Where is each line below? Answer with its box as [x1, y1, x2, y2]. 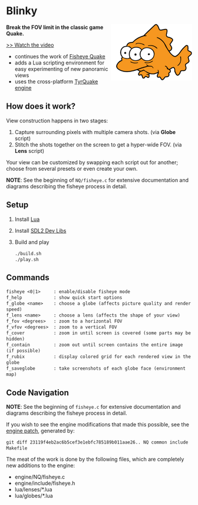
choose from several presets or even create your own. [6, 165, 138, 172]
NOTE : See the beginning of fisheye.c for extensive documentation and [6, 403, 181, 410]
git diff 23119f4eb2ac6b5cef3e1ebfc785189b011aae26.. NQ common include [6, 439, 189, 445]
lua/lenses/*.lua [14, 486, 52, 493]
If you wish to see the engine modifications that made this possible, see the [6, 421, 190, 428]
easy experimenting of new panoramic [14, 65, 108, 72]
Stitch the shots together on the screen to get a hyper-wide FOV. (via [14, 141, 182, 148]
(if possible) [6, 348, 41, 354]
